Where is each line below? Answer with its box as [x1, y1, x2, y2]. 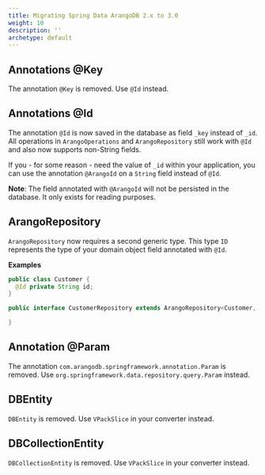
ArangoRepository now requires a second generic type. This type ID [8, 236, 228, 245]
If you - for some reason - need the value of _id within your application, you [8, 160, 256, 169]
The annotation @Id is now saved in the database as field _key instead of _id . [8, 127, 258, 137]
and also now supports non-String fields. [8, 144, 142, 154]
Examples [8, 260, 42, 269]
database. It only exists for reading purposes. [8, 192, 157, 202]
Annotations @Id [8, 107, 93, 120]
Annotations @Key [8, 63, 104, 76]
